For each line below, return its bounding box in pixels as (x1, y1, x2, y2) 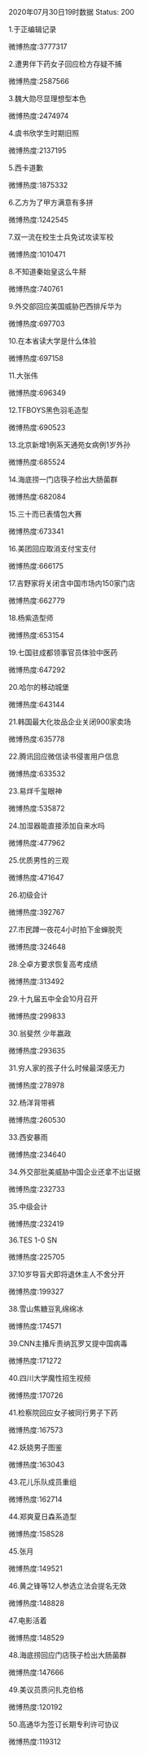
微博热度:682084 (8, 492, 67, 501)
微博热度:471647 (8, 873, 64, 882)
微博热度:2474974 (8, 111, 69, 121)
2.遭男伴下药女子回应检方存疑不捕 (8, 59, 122, 68)
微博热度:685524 (8, 457, 66, 467)
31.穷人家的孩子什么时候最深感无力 (8, 1063, 125, 1073)
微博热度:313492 (8, 977, 65, 986)
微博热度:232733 (8, 1185, 65, 1194)
